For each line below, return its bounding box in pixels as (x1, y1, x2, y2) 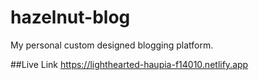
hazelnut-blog (10, 6, 131, 29)
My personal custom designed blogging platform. (10, 39, 214, 51)
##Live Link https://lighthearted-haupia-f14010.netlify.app (10, 58, 249, 70)
